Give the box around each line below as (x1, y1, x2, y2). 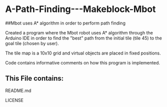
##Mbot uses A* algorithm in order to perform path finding (5, 20, 126, 26)
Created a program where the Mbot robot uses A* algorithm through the (5, 29, 153, 35)
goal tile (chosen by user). (5, 40, 59, 46)
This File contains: (5, 74, 64, 83)
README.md (5, 87, 31, 93)
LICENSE (5, 97, 24, 103)
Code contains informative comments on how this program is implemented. (5, 59, 160, 65)
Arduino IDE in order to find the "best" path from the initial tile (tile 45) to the (5, 35, 162, 41)
